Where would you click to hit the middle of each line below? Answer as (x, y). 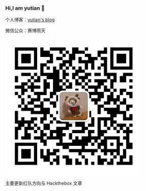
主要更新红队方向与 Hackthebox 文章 (44, 183)
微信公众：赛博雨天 (25, 30)
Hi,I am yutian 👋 (25, 8)
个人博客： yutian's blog (30, 20)
